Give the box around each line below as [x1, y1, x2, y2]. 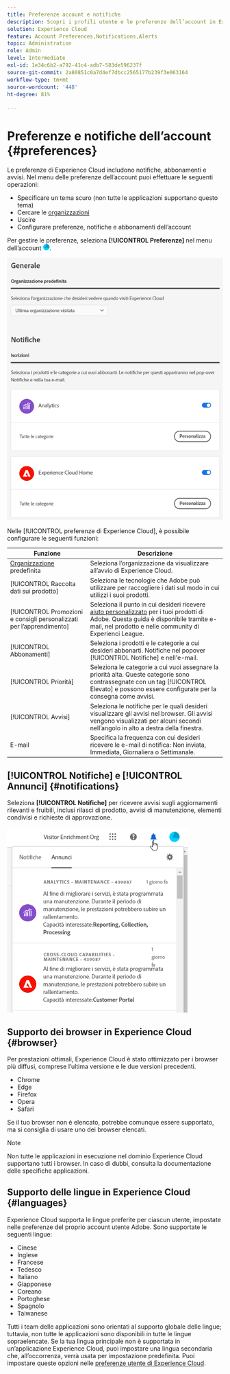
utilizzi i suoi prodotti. [90, 591, 151, 599]
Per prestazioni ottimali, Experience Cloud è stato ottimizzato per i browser [7, 1055, 218, 1063]
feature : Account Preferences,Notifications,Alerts [7, 33, 157, 40]
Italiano [16, 1272, 38, 1281]
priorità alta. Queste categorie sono [90, 671, 190, 679]
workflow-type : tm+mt [7, 76, 69, 83]
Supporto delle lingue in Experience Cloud [7, 1186, 190, 1198]
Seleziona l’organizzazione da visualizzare [90, 559, 209, 567]
